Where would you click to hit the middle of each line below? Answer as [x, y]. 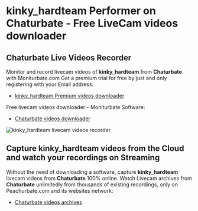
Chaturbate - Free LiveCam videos [92, 23]
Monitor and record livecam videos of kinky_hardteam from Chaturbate [94, 72]
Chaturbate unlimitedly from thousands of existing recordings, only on [92, 184]
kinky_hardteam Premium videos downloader [69, 96]
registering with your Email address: [50, 84]
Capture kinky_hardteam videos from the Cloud [95, 149]
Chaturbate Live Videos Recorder [69, 57]
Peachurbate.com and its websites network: [60, 190]
